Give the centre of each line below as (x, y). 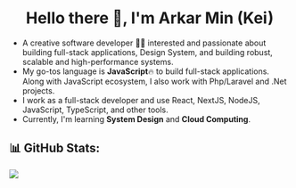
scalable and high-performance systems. (98, 61)
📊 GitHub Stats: (55, 148)
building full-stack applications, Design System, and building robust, (148, 52)
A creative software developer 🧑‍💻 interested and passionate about (144, 43)
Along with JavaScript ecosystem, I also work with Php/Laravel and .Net (154, 81)
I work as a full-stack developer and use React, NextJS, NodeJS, (141, 100)
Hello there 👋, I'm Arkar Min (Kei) (150, 18)
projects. (38, 90)
